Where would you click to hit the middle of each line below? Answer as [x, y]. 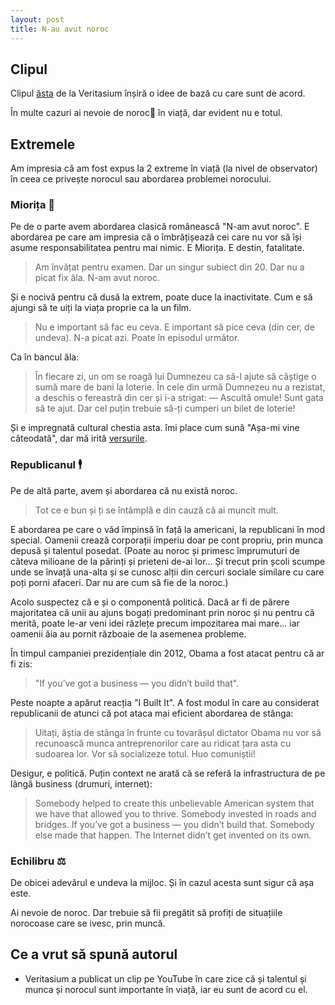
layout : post [37, 19]
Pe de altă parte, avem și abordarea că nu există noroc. [124, 490]
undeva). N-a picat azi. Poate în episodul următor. [137, 338]
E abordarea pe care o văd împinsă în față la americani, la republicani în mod [167, 529]
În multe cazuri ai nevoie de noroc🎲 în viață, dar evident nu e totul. [146, 113]
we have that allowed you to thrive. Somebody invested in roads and [175, 813]
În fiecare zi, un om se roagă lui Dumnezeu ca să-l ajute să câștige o [175, 377]
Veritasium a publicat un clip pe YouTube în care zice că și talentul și [165, 978]
